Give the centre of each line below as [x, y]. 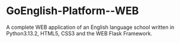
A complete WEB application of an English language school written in [90, 27]
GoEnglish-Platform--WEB [73, 11]
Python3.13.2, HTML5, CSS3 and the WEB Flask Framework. [79, 33]
